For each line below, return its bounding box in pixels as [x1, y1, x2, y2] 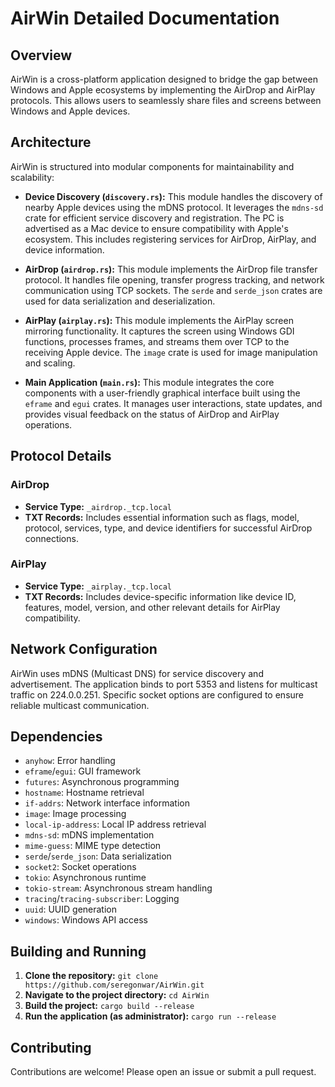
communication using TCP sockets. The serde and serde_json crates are [24, 284, 323, 296]
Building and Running [10, 943, 147, 960]
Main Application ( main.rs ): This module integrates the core [24, 376, 275, 388]
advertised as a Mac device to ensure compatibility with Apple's [24, 222, 289, 234]
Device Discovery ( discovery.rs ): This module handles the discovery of [24, 190, 323, 202]
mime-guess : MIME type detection [24, 840, 162, 852]
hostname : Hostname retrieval [24, 787, 145, 799]
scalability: [10, 171, 55, 183]
